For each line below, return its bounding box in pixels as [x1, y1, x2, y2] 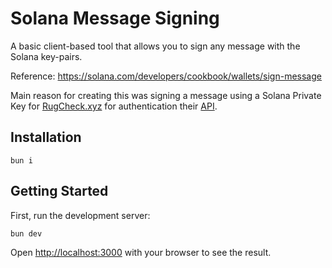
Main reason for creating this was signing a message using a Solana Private [10, 89, 322, 101]
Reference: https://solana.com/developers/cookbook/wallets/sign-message [10, 70, 322, 82]
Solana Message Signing [10, 7, 220, 30]
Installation [10, 129, 82, 146]
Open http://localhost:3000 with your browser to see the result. [10, 247, 272, 259]
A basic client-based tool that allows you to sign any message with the [10, 40, 301, 52]
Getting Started [10, 183, 109, 200]
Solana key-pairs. [10, 50, 83, 62]
